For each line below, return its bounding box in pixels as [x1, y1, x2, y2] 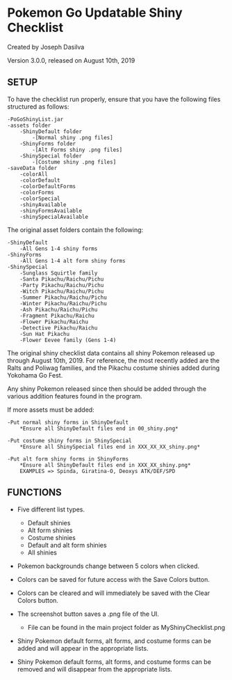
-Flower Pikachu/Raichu [19, 318, 89, 325]
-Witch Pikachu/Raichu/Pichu [19, 288, 104, 295]
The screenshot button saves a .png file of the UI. [17, 610, 160, 618]
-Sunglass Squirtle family [19, 270, 98, 277]
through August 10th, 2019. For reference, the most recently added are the [7, 356, 220, 364]
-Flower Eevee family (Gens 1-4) [19, 337, 117, 343]
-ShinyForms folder [19, 140, 76, 147]
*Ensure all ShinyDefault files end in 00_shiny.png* [19, 425, 179, 432]
